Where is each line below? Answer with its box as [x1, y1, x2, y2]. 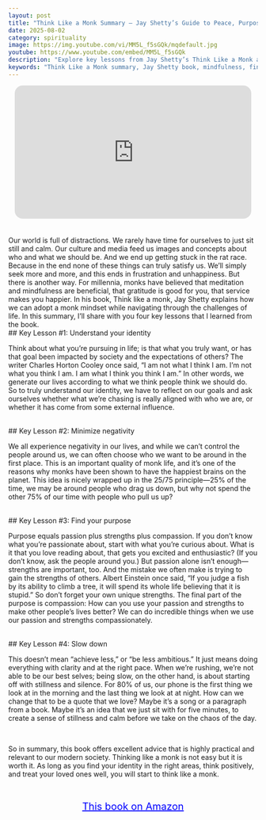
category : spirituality [8, 33, 87, 42]
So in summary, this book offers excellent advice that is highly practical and [8, 744, 255, 753]
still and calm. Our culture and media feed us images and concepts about [8, 244, 247, 254]
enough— [216, 556, 249, 566]
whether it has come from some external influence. [8, 402, 175, 412]
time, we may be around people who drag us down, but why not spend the [8, 484, 251, 494]
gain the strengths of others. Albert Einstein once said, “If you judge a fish [8, 574, 249, 583]
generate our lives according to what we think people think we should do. [8, 377, 248, 387]
